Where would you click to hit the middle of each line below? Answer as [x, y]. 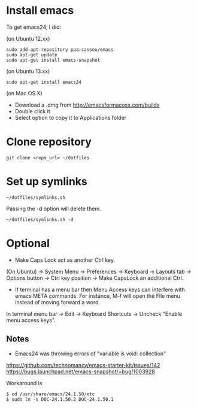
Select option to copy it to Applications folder [71, 117]
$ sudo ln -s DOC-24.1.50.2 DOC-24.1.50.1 [60, 399]
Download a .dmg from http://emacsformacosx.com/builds [87, 105]
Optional [28, 243]
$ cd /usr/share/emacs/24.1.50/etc [51, 394]
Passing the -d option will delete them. [54, 208]
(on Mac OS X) [25, 93]
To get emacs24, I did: [34, 27]
